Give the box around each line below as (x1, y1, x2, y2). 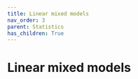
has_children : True (7, 29, 64, 37)
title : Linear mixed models (7, 10, 90, 17)
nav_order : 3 (7, 17, 46, 24)
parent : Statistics (7, 23, 64, 30)
